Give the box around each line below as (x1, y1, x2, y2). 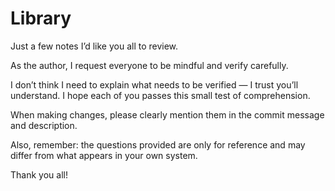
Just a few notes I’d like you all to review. (10, 40, 179, 52)
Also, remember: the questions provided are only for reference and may (10, 138, 306, 151)
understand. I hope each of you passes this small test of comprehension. (10, 89, 311, 101)
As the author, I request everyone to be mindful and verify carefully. (10, 59, 289, 71)
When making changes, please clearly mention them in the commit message (10, 108, 325, 121)
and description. (10, 119, 78, 131)
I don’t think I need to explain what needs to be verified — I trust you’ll (10, 78, 299, 91)
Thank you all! (10, 168, 68, 181)
